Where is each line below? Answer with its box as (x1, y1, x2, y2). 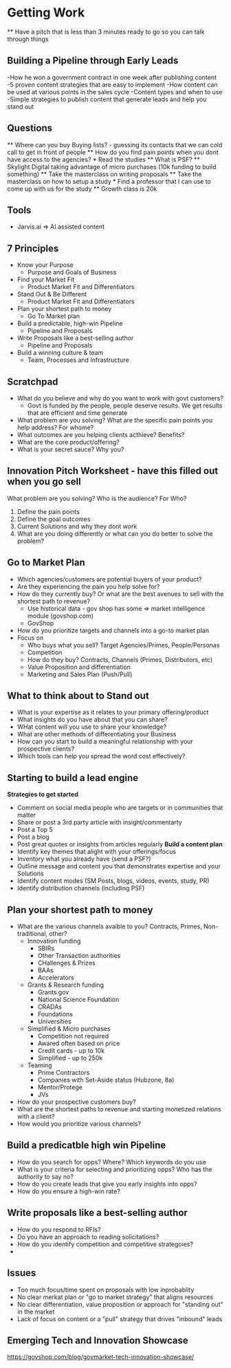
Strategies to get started (7, 790, 79, 799)
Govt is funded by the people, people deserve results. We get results (27, 401, 223, 409)
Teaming (27, 1061, 53, 1069)
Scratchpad (7, 376, 58, 387)
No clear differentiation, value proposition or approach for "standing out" (16, 1300, 223, 1308)
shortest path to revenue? (16, 597, 91, 605)
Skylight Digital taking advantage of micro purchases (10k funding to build (7, 162, 217, 171)
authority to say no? (16, 1172, 74, 1181)
